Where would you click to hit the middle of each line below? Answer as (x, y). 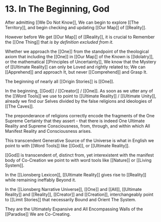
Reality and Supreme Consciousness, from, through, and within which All (78, 126)
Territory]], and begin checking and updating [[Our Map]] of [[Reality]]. (76, 27)
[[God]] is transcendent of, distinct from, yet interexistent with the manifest (80, 155)
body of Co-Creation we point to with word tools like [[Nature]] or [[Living (78, 160)
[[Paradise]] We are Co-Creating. (38, 214)
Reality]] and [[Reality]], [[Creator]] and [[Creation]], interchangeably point (79, 194)
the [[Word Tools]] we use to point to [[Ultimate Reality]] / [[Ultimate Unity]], (81, 96)
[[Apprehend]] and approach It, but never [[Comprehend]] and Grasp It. (76, 72)
